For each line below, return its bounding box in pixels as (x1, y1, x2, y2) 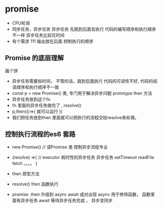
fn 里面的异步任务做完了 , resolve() (12, 102, 81, 108)
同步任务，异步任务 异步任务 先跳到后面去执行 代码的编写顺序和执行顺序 (12, 26, 156, 32)
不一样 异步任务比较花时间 (12, 32, 65, 38)
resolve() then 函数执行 (12, 181, 59, 187)
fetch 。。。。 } (12, 160, 38, 166)
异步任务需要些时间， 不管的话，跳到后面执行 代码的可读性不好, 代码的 (12, 78, 153, 84)
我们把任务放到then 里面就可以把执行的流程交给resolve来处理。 (12, 114, 139, 120)
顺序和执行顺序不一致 (16, 84, 59, 90)
